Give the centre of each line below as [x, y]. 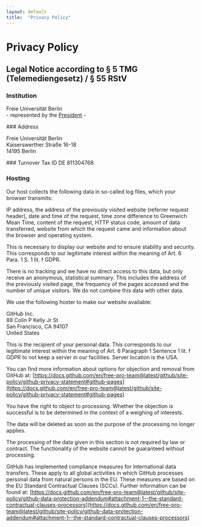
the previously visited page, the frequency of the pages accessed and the [97, 284]
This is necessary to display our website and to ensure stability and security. [101, 246]
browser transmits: [29, 198]
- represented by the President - [46, 115]
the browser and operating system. [49, 235]
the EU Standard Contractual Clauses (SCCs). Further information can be [96, 486]
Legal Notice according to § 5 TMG [72, 69]
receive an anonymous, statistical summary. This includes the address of [96, 278]
